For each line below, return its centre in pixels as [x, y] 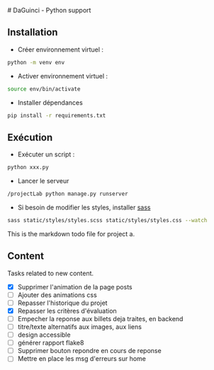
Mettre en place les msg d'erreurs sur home [82, 359]
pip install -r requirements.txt [57, 115]
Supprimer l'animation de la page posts [75, 287]
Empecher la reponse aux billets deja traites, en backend [100, 318]
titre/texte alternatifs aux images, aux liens [79, 327]
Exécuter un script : [46, 154]
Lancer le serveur [43, 181]
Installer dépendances [50, 103]
